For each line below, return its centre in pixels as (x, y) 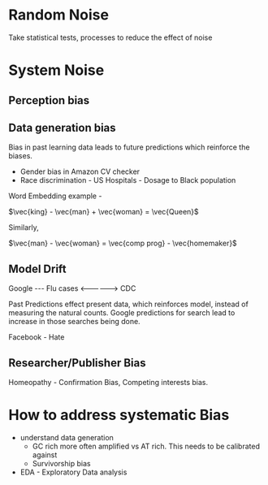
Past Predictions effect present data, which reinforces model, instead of (129, 304)
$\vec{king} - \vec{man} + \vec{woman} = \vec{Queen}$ (104, 212)
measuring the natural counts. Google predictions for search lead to (122, 313)
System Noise (56, 70)
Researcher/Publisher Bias (77, 363)
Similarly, (24, 227)
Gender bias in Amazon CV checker (80, 171)
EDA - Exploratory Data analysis (73, 472)
